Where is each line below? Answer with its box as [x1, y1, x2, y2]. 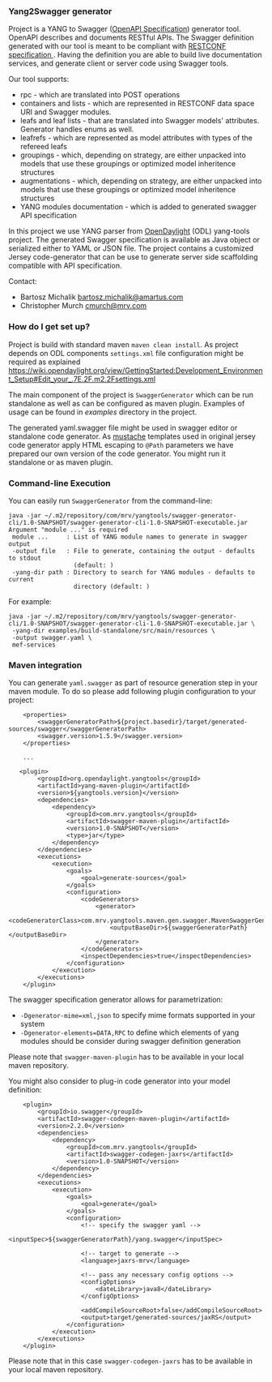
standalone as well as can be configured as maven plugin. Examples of [8, 398, 245, 408]
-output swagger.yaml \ [11, 633, 92, 642]
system [19, 1019, 45, 1029]
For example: [8, 596, 53, 606]
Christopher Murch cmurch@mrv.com [19, 301, 147, 311]
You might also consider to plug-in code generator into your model [8, 1076, 231, 1086]
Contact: [8, 277, 38, 286]
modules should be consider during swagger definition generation [19, 1036, 241, 1046]
